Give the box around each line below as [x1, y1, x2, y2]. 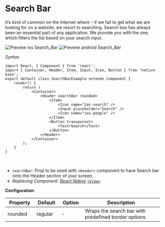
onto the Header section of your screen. [12, 172, 93, 178]
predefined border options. [85, 213, 147, 220]
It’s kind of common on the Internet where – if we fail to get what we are [5, 19, 150, 25]
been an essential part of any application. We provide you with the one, [5, 29, 149, 35]
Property [9, 199, 30, 206]
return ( [23, 85, 41, 90]
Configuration [5, 187, 34, 193]
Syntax [5, 54, 20, 59]
